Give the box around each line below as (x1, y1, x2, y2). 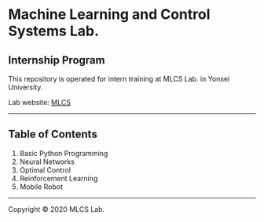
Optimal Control (19, 165, 71, 174)
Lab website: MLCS (8, 98, 71, 107)
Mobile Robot (19, 182, 64, 191)
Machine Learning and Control (8, 5, 211, 24)
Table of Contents (8, 128, 98, 141)
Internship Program (8, 53, 105, 67)
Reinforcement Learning (19, 173, 98, 183)
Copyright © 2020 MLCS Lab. (8, 204, 105, 213)
